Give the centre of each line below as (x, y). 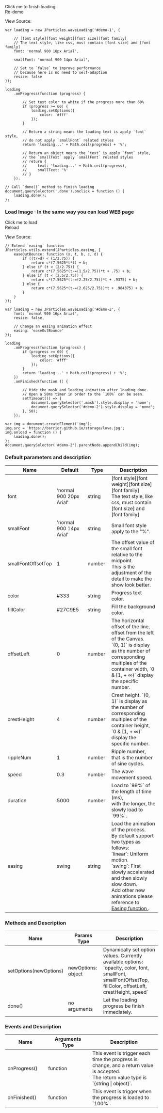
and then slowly (129, 878)
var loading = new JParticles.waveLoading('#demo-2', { (63, 310)
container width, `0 (133, 669)
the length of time (131, 791)
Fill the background (133, 606)
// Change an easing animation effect (53, 326)
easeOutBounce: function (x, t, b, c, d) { (58, 254)
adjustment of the (131, 572)
